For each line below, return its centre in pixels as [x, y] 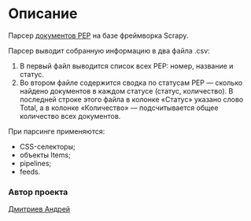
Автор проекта [38, 192]
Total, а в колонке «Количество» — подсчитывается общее [119, 108]
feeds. [30, 171]
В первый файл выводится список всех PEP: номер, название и [126, 66]
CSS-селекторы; [48, 146]
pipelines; [35, 163]
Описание [43, 14]
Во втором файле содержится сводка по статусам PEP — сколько [131, 83]
